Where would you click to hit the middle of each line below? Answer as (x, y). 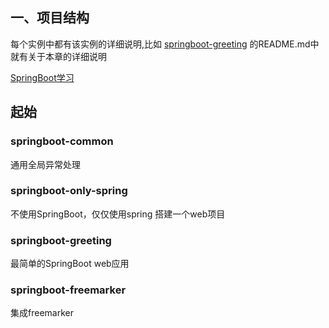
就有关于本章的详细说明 (58, 56)
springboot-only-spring (69, 191)
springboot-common (62, 141)
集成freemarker (42, 313)
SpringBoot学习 (42, 77)
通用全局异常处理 (45, 164)
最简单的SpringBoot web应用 (70, 264)
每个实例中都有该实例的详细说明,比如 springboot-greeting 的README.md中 (165, 44)
